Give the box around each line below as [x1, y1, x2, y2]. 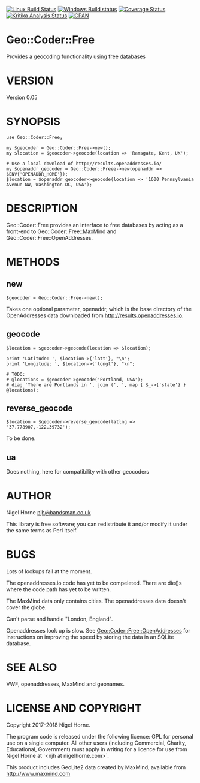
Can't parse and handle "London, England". [6, 615, 113, 623]
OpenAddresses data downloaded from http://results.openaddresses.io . [6, 312, 184, 319]
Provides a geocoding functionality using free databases [6, 53, 146, 60]
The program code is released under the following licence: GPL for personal [6, 733, 193, 740]
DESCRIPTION [6, 201, 78, 215]
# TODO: [6, 371, 26, 377]
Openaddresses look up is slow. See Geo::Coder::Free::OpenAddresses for [6, 627, 190, 634]
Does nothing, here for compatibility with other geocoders [6, 468, 150, 475]
